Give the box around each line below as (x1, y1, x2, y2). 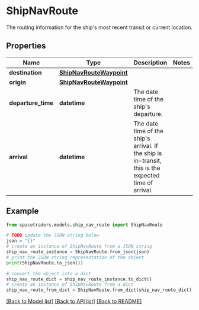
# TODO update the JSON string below (6, 233, 99, 238)
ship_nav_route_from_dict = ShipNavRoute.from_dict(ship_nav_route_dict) (6, 287, 192, 293)
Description (133, 58, 168, 66)
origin (9, 78, 27, 86)
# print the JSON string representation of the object (6, 254, 145, 260)
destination (9, 68, 42, 76)
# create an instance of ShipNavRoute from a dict (6, 282, 134, 288)
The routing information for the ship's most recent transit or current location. (6, 24, 192, 31)
